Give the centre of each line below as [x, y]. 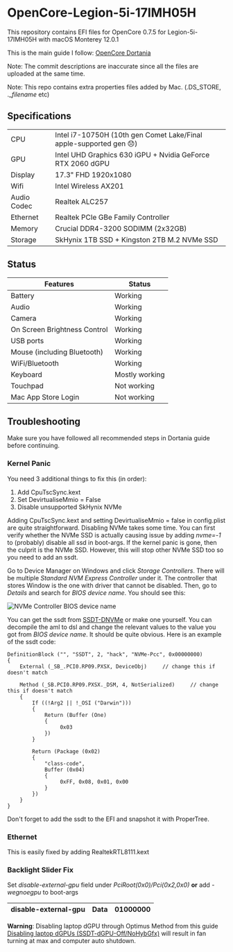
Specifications [39, 116]
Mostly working [139, 374]
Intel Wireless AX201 [89, 186]
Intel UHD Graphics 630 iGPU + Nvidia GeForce [132, 155]
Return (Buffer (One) [76, 715]
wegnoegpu [24, 892]
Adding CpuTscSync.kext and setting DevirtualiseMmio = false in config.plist [116, 520]
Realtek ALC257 [82, 201]
